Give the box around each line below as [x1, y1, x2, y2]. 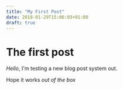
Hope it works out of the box [6, 77, 76, 84]
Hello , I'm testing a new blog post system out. [6, 65, 118, 72]
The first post [6, 45, 75, 59]
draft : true [6, 20, 35, 26]
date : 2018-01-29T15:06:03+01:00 [6, 14, 89, 20]
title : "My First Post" [6, 8, 65, 15]
